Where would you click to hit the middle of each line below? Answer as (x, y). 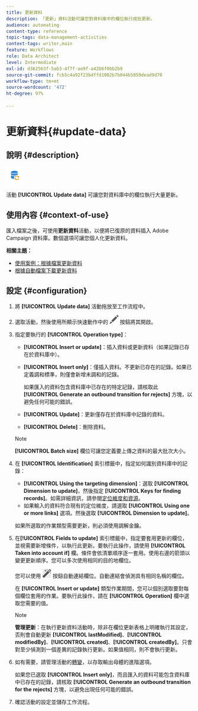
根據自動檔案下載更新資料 (46, 270)
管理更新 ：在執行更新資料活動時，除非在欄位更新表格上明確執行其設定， (103, 627)
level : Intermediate (32, 62)
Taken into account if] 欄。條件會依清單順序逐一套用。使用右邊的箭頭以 (102, 552)
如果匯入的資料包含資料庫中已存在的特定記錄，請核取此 (91, 387)
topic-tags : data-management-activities (57, 38)
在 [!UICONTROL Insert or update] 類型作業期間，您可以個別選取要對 (99, 588)
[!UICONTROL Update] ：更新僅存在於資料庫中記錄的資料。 (95, 414)
